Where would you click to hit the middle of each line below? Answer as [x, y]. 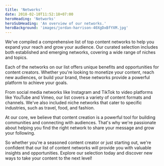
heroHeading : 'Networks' [30, 19]
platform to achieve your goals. [37, 83]
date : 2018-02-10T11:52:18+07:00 [39, 14]
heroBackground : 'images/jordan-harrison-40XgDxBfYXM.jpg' [67, 28]
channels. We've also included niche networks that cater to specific [74, 103]
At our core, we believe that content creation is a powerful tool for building [80, 117]
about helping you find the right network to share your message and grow [80, 128]
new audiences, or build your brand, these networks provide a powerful [78, 78]
